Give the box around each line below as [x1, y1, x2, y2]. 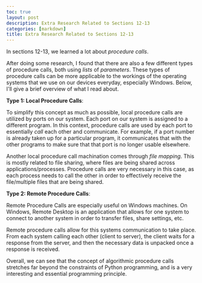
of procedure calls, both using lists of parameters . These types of [6, 66, 171, 73]
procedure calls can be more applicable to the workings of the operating [6, 73, 187, 80]
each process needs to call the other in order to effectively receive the [6, 172, 181, 179]
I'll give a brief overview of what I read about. [6, 85, 119, 93]
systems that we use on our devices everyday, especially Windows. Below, [6, 79, 192, 86]
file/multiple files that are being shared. [6, 178, 104, 186]
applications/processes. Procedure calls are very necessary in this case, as [6, 166, 195, 173]
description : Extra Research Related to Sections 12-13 [6, 20, 150, 26]
